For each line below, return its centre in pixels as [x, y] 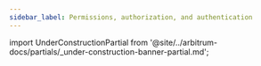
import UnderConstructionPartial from [79, 42]
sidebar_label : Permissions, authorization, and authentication [131, 17]
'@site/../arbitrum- [184, 42]
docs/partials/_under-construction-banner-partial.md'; [109, 51]
